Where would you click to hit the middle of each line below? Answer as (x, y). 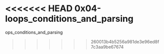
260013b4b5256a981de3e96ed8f (125, 41)
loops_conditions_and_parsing (69, 19)
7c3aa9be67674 (107, 47)
